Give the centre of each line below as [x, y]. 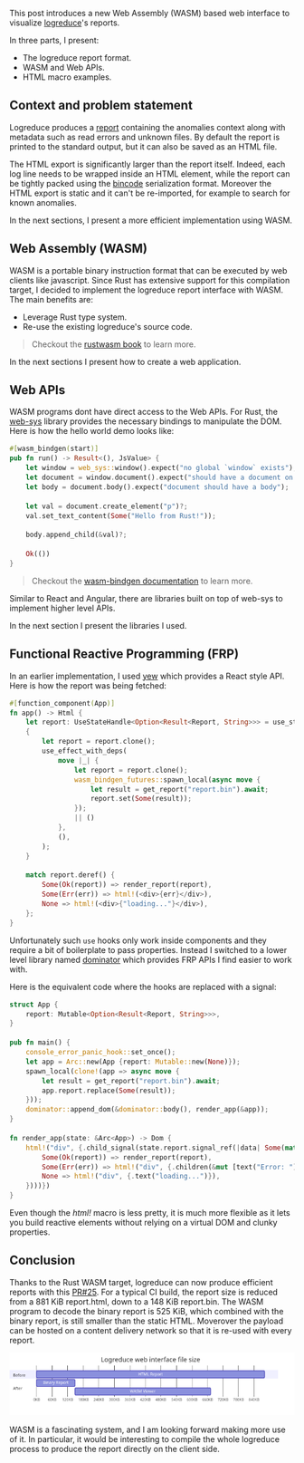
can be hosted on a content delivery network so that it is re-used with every [151, 1330]
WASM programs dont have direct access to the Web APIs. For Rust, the [144, 412]
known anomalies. [43, 202]
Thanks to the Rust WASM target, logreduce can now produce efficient [141, 1282]
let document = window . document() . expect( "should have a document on [160, 478]
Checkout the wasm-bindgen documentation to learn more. [142, 581]
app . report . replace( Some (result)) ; [109, 1091]
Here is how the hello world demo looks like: [92, 431]
